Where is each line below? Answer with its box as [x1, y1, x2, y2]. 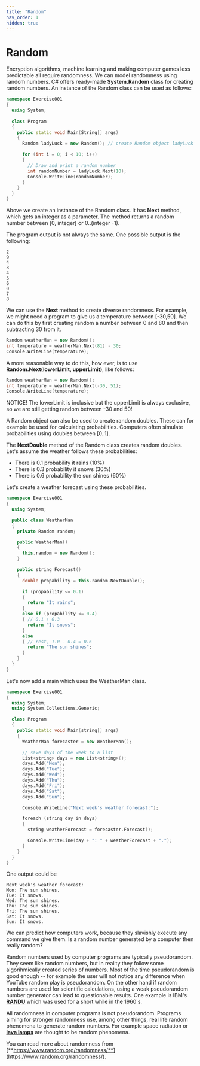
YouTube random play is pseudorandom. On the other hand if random [6, 979, 177, 986]
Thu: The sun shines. [6, 903, 60, 909]
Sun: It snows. [6, 919, 44, 925]
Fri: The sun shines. [6, 908, 60, 915]
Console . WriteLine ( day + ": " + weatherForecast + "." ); [27, 837, 172, 844]
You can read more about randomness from [6, 1040, 114, 1047]
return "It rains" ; [27, 600, 76, 606]
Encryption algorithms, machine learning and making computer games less [6, 65, 190, 72]
